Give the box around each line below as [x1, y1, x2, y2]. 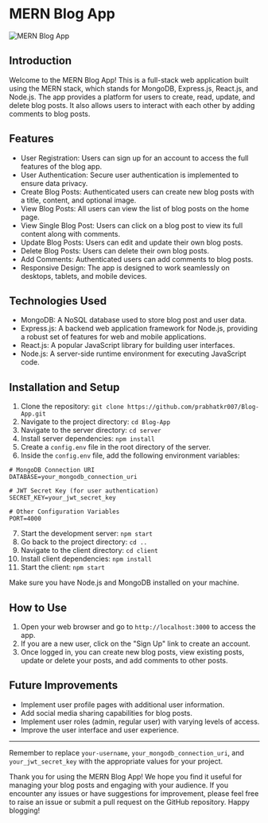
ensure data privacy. [20, 178, 88, 187]
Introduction [9, 54, 72, 68]
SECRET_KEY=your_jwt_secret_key [9, 494, 116, 502]
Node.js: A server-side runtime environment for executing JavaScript [20, 349, 247, 358]
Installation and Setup [9, 381, 120, 394]
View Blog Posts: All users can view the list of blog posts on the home [20, 203, 250, 213]
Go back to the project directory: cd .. [20, 537, 148, 547]
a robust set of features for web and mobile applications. [20, 332, 207, 342]
